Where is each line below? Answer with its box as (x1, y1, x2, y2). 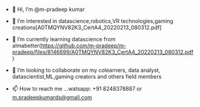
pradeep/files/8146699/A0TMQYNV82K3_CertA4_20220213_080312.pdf (12, 48, 194, 56)
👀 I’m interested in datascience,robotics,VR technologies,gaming (12, 18, 174, 24)
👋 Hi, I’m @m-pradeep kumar (12, 6, 85, 13)
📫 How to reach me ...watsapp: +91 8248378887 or (12, 85, 142, 92)
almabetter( (12, 42, 41, 49)
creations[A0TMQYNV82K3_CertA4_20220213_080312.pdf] (12, 24, 162, 31)
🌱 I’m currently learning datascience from (12, 36, 116, 42)
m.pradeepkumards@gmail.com (12, 94, 93, 101)
